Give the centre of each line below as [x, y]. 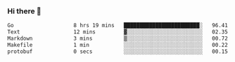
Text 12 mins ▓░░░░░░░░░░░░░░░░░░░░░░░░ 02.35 [118, 32]
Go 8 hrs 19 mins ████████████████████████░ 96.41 [118, 26]
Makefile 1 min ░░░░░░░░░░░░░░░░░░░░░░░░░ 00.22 [118, 45]
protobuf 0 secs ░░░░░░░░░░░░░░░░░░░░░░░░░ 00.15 [118, 52]
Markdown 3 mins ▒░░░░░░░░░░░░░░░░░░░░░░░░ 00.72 [118, 39]
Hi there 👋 [25, 11]
